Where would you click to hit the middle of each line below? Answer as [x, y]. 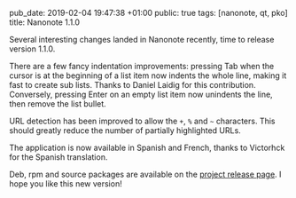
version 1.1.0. [32, 49]
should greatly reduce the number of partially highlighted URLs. [125, 131]
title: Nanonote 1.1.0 [45, 22]
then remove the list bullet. [58, 104]
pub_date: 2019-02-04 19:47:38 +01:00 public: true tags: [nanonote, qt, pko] [148, 13]
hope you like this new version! [66, 184]
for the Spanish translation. [58, 157]
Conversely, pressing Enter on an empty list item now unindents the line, [141, 94]
